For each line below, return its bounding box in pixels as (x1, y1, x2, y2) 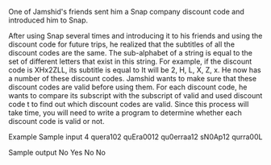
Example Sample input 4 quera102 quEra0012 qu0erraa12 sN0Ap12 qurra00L (8, 132, 263, 142)
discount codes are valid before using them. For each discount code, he (8, 82, 248, 92)
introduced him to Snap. (8, 15, 89, 25)
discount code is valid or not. (8, 117, 105, 126)
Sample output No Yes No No (8, 148, 106, 157)
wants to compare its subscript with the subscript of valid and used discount (8, 91, 263, 100)
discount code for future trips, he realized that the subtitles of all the (8, 39, 236, 49)
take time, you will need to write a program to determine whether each (8, 108, 242, 118)
